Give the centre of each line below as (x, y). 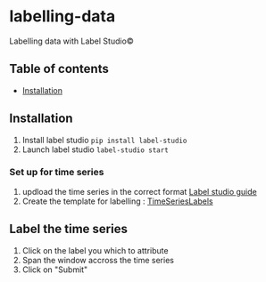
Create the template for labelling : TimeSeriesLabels (117, 201)
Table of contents (59, 69)
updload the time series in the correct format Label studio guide (139, 191)
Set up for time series (57, 173)
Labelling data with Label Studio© (71, 41)
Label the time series (68, 229)
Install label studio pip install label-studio (104, 140)
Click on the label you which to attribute (95, 250)
